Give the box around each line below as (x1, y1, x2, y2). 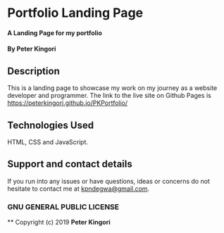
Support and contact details (7, 158, 132, 170)
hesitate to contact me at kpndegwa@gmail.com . (7, 184, 150, 193)
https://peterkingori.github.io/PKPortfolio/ (7, 99, 128, 107)
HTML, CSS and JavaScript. (7, 138, 89, 146)
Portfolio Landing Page (7, 5, 143, 21)
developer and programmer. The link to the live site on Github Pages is (7, 92, 211, 100)
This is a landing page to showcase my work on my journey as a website (7, 84, 218, 92)
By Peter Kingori (7, 44, 56, 53)
